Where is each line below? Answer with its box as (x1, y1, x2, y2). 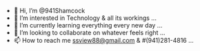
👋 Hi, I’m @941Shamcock (13, 7, 86, 14)
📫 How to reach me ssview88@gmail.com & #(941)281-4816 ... (13, 37, 194, 44)
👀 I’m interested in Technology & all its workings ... (13, 14, 157, 22)
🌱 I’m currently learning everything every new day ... (13, 21, 163, 29)
